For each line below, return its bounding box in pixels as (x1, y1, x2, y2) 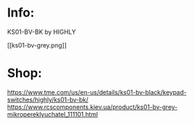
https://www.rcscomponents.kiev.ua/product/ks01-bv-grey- (7, 102, 178, 111)
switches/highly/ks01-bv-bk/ (7, 95, 89, 104)
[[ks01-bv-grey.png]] (7, 41, 67, 49)
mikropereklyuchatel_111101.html (7, 110, 98, 118)
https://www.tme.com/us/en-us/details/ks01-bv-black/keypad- (7, 88, 187, 96)
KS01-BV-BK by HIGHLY (7, 28, 76, 36)
